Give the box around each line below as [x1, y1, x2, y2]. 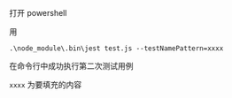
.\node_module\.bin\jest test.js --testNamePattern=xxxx [9, 44, 224, 53]
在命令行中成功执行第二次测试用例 [9, 61, 134, 71]
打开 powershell [9, 8, 67, 18]
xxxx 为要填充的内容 [9, 79, 82, 90]
